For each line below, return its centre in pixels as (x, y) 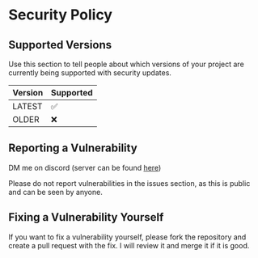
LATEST (27, 106)
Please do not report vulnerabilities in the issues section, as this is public (129, 183)
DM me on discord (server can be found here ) (85, 167)
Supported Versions (60, 45)
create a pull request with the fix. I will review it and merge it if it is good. (129, 245)
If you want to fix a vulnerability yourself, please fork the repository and (127, 237)
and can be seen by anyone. (55, 192)
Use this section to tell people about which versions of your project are (126, 64)
